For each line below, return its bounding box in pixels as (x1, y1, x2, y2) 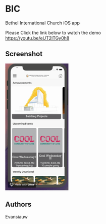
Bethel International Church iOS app (5, 20, 80, 26)
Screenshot (5, 50, 43, 58)
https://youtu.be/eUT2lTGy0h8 (5, 35, 70, 41)
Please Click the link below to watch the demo (5, 29, 101, 35)
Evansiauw (5, 213, 28, 219)
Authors (5, 200, 32, 209)
